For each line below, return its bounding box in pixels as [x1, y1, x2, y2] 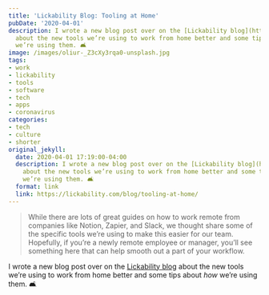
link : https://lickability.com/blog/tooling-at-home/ [15, 189, 199, 198]
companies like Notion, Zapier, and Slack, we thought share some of [27, 221, 254, 230]
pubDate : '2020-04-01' [8, 19, 84, 27]
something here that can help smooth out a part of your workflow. [27, 245, 246, 256]
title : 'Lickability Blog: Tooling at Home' [8, 11, 159, 20]
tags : [8, 57, 26, 65]
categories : [8, 116, 48, 124]
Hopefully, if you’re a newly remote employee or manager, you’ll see [27, 237, 253, 247]
